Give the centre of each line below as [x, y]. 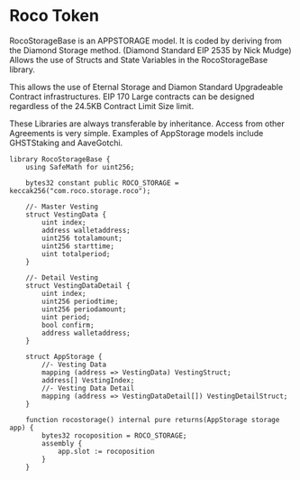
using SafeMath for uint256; [80, 167]
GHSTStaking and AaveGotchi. [66, 143]
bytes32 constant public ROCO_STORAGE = [102, 183]
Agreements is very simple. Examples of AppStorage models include [136, 133]
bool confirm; [68, 325]
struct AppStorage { [64, 356]
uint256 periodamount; [84, 309]
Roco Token [54, 16]
